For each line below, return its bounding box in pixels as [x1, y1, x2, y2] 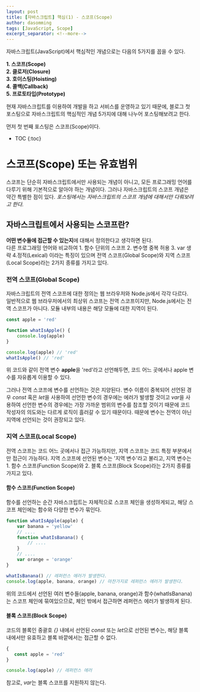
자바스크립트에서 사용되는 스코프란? [6, 220, 130, 230]
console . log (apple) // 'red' [6, 349, 79, 355]
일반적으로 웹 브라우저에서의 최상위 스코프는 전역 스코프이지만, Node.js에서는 [6, 298, 186, 305]
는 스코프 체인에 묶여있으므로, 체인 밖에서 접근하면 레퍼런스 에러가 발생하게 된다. [6, 597, 192, 605]
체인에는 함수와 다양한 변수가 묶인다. [17, 506, 102, 513]
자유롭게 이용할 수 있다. [17, 374, 71, 381]
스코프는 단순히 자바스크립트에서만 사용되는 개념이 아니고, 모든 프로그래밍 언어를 [6, 179, 192, 186]
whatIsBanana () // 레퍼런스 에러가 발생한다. [6, 572, 107, 579]
